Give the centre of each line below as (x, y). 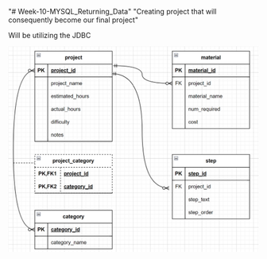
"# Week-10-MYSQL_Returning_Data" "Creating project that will (112, 12)
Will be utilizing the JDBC (50, 35)
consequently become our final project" (74, 20)
